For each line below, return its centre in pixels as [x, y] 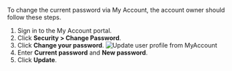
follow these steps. [34, 17]
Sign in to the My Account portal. [65, 31]
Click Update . [37, 60]
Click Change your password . [60, 45]
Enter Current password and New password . [82, 52]
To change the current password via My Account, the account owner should [116, 10]
